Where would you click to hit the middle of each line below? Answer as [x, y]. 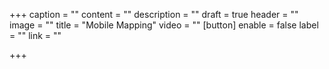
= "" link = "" [35, 35]
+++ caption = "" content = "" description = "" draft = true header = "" [154, 14]
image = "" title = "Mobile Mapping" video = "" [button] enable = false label [164, 25]
